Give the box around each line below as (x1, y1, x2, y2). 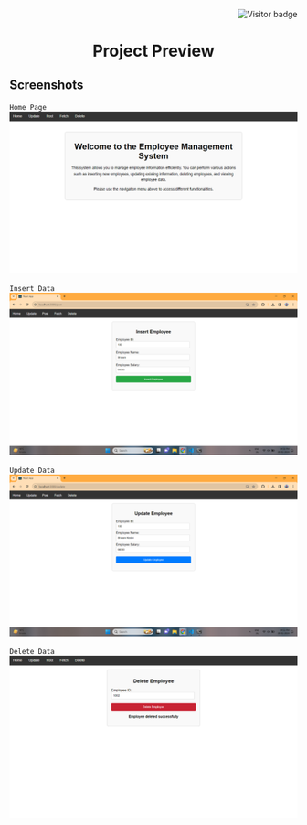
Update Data (9, 466, 55, 475)
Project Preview (92, 41, 215, 61)
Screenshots (9, 77, 84, 92)
